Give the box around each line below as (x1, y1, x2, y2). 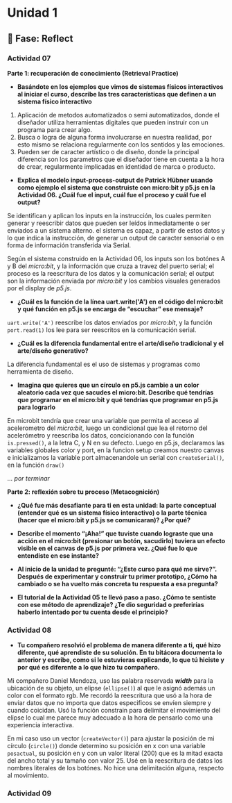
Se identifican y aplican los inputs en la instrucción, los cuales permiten (7, 211, 211, 220)
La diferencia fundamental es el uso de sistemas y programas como (7, 360, 201, 368)
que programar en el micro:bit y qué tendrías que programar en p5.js (17, 395, 219, 404)
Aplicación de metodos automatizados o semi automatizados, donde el (17, 110, 220, 119)
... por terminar (7, 474, 51, 482)
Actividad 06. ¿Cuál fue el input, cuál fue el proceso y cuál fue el (17, 190, 206, 199)
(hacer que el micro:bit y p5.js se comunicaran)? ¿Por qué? (17, 515, 191, 524)
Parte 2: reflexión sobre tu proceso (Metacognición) (7, 488, 160, 496)
